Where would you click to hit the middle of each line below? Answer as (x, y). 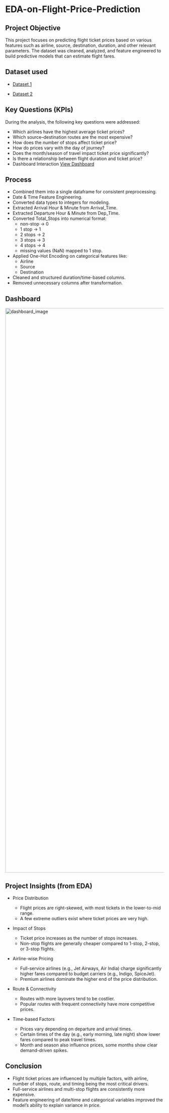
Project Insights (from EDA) (49, 886)
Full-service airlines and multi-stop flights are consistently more (78, 1089)
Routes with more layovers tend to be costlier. (67, 999)
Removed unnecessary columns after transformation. (68, 283)
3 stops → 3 (32, 240)
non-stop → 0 (34, 224)
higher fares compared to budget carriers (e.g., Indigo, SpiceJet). (88, 974)
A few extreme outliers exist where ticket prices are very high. (84, 919)
